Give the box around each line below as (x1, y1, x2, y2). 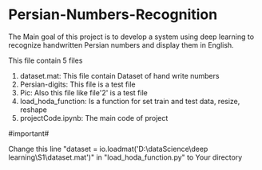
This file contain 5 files (8, 56, 83, 65)
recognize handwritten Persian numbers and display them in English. (8, 40, 234, 49)
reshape (19, 105, 48, 114)
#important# (8, 129, 50, 138)
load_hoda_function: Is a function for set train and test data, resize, (19, 96, 240, 106)
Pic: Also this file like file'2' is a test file (19, 87, 148, 97)
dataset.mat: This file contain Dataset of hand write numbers (19, 71, 220, 80)
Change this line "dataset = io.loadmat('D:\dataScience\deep (8, 144, 208, 153)
